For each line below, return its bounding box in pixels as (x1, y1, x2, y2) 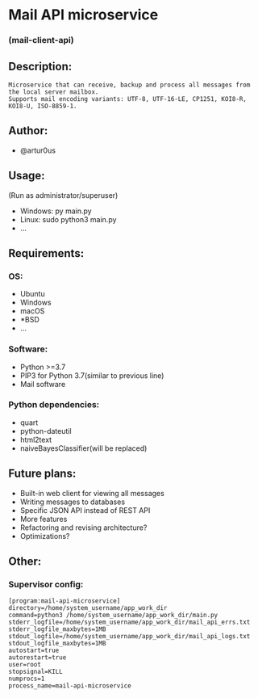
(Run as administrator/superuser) (8, 190, 119, 200)
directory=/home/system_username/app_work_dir (8, 604, 168, 612)
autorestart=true (8, 654, 67, 662)
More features (19, 514, 68, 523)
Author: (8, 124, 48, 138)
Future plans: (8, 467, 77, 481)
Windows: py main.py (19, 206, 92, 216)
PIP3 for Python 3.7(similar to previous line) (19, 370, 164, 381)
